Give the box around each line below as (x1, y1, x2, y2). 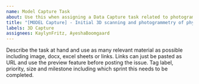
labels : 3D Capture (6, 25, 54, 31)
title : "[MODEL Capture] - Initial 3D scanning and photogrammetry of (6, 19, 184, 25)
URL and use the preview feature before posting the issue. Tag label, (6, 59, 174, 66)
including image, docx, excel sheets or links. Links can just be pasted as (6, 53, 182, 60)
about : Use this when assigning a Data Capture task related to (6, 14, 168, 20)
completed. (6, 72, 34, 79)
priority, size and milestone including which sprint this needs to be (6, 65, 168, 72)
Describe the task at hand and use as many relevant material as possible (6, 46, 183, 53)
